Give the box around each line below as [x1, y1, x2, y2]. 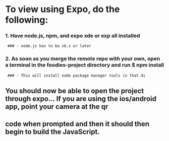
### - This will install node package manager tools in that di [7, 73, 145, 78]
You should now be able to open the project [5, 87, 144, 95]
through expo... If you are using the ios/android [5, 95, 156, 103]
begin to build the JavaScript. [5, 127, 100, 136]
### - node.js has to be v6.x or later [7, 44, 92, 49]
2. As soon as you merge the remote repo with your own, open [5, 55, 160, 62]
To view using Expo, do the [5, 4, 120, 15]
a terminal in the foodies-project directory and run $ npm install [5, 61, 164, 68]
